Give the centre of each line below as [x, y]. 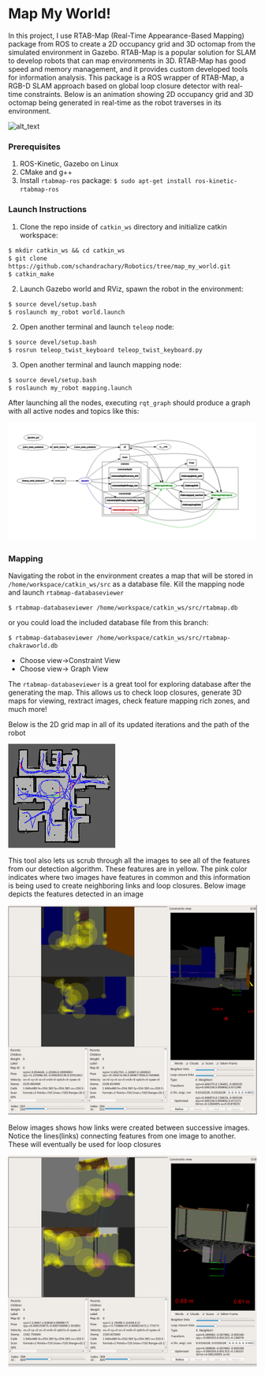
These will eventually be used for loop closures [85, 1144]
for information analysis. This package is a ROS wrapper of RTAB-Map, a [126, 77]
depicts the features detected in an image [76, 894]
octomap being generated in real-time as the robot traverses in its [115, 102]
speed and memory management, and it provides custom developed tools [128, 69]
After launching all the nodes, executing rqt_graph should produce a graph [129, 402]
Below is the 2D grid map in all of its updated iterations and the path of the [129, 725]
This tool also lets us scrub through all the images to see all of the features [129, 861]
